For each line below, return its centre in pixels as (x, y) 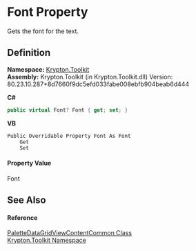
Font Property (48, 12)
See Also (27, 200)
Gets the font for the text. (43, 31)
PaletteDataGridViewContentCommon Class (70, 233)
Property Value (29, 163)
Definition (29, 53)
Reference (22, 217)
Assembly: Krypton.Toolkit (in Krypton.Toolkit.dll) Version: (90, 77)
